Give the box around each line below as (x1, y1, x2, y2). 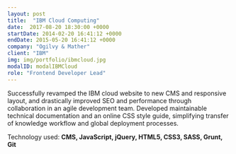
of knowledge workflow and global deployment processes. (7, 119, 179, 127)
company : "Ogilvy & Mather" (7, 43, 91, 50)
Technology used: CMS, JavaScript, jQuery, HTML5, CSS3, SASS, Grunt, (7, 132, 223, 141)
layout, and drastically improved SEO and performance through (7, 96, 192, 105)
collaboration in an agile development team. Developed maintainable (7, 104, 208, 112)
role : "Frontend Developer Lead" (7, 69, 106, 76)
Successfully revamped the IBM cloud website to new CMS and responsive (7, 89, 227, 97)
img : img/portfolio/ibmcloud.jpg (7, 57, 106, 64)
